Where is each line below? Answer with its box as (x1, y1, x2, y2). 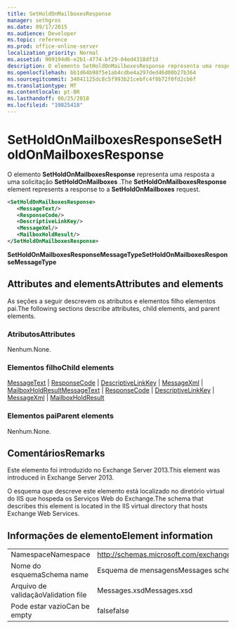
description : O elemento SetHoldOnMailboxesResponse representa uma (7, 62, 212, 69)
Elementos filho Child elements (7, 362, 114, 372)
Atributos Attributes (7, 329, 76, 339)
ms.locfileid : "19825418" (7, 102, 83, 109)
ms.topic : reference (7, 37, 68, 44)
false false (97, 606, 130, 616)
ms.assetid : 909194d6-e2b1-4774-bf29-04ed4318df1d (7, 56, 159, 63)
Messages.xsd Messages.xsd (97, 585, 193, 595)
